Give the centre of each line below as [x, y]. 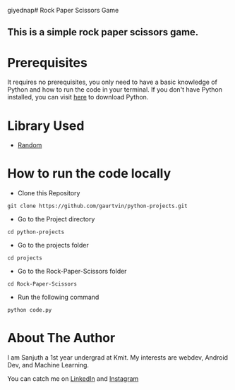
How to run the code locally [89, 174]
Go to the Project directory [56, 219]
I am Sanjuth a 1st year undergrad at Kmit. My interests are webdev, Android [117, 358]
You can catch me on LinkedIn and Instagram [73, 379]
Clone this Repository [49, 193]
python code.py [30, 310]
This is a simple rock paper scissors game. [103, 32]
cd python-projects [36, 232]
